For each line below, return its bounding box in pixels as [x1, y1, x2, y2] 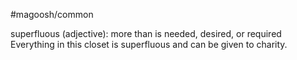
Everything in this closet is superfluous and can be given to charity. [10, 39, 288, 50]
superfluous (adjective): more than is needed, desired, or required [10, 28, 282, 39]
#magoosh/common [10, 9, 94, 20]
